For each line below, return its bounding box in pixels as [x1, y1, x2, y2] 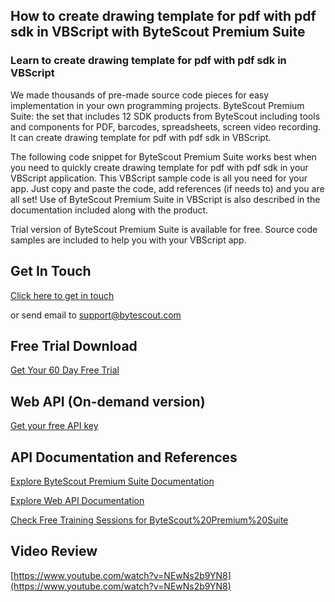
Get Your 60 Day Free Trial [10, 364, 120, 376]
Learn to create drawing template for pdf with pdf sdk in [10, 54, 287, 68]
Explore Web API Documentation [10, 494, 145, 506]
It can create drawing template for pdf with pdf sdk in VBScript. [10, 131, 272, 143]
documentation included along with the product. [10, 204, 209, 216]
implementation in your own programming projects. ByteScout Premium [10, 99, 305, 111]
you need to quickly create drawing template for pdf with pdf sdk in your [10, 161, 309, 173]
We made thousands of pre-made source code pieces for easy [10, 89, 270, 101]
